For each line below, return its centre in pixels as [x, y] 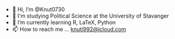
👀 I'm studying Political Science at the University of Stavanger [90, 16]
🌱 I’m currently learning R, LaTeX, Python [64, 22]
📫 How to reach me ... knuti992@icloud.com [69, 29]
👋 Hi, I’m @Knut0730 [38, 9]
